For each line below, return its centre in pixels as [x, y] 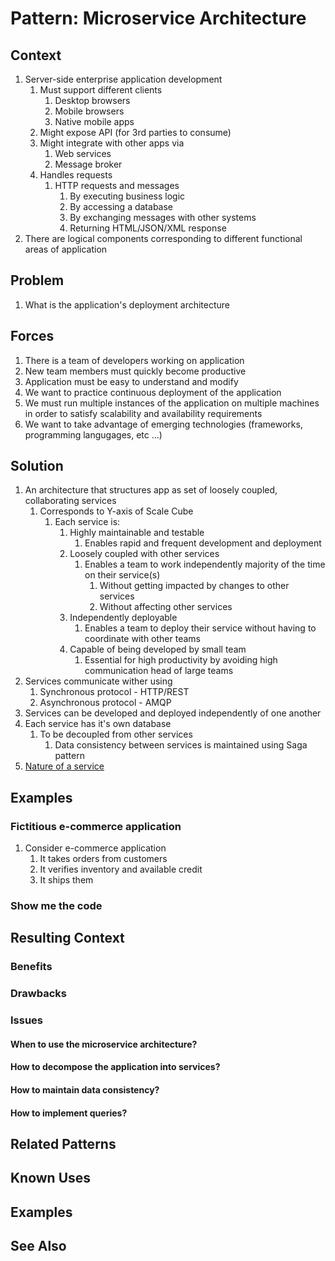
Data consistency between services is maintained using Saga [181, 745]
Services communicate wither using [98, 681]
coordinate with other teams [142, 639]
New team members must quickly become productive [135, 371]
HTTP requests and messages [117, 185]
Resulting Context [67, 938]
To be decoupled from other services [116, 734]
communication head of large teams [159, 671]
